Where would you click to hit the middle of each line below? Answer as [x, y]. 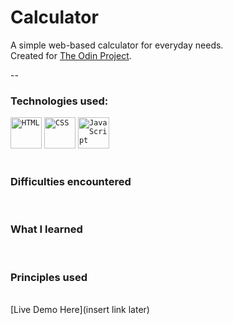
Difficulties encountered [71, 182]
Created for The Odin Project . [71, 55]
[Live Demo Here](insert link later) [80, 310]
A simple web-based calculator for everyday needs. [117, 45]
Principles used [49, 277]
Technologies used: [59, 101]
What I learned [46, 229]
